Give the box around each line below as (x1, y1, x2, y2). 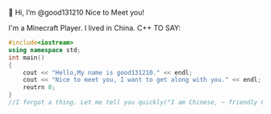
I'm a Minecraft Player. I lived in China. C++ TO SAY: (8, 23, 181, 32)
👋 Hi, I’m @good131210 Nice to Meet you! (8, 8, 145, 17)
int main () (8, 53, 45, 62)
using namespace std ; (8, 46, 81, 54)
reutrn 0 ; (23, 83, 56, 92)
